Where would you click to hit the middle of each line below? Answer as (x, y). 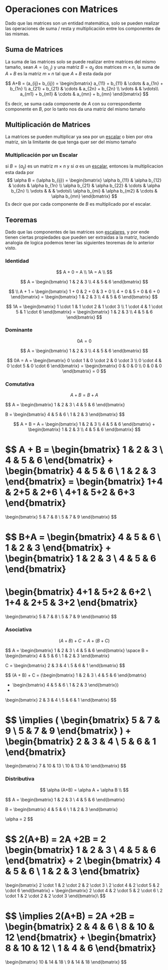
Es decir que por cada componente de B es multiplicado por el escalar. (78, 204)
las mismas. (18, 34)
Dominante (19, 330)
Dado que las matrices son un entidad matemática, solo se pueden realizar (82, 23)
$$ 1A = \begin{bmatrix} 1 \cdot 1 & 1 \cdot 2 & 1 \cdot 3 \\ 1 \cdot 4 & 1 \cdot (84, 306)
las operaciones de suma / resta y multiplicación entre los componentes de (83, 28)
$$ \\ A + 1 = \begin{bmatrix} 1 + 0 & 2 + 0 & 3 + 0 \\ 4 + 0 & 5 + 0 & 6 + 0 (84, 291)
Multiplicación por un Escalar (42, 155)
